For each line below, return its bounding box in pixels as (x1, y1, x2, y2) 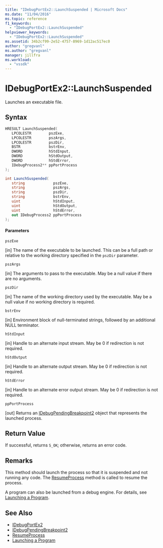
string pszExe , (11, 181, 69, 186)
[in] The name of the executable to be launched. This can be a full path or (5, 247, 153, 253)
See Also (5, 509, 33, 517)
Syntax (5, 113, 27, 121)
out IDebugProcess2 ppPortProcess (11, 213, 82, 217)
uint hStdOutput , (11, 203, 78, 208)
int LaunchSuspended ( (5, 176, 49, 181)
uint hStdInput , (11, 199, 76, 204)
